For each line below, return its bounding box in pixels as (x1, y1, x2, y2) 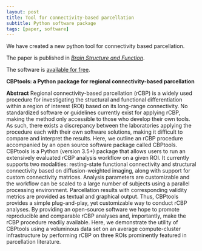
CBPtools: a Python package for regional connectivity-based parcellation (6, 78, 195, 85)
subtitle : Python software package (6, 20, 96, 26)
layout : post (6, 9, 39, 15)
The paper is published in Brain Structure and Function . (6, 54, 145, 61)
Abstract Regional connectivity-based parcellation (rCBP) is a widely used (6, 89, 193, 97)
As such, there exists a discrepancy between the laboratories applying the (6, 122, 192, 129)
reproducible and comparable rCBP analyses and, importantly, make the (6, 212, 186, 219)
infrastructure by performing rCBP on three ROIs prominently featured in (6, 232, 187, 239)
